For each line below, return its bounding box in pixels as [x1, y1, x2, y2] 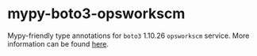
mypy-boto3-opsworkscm [7, 5, 186, 23]
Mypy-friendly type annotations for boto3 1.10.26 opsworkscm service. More [7, 31, 250, 40]
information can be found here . [7, 39, 109, 48]
